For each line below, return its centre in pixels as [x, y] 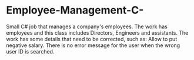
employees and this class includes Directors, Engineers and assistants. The [97, 32]
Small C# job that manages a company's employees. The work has [87, 26]
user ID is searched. [30, 51]
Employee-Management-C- [75, 10]
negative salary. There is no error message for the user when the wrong [93, 45]
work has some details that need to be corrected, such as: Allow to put [92, 39]
